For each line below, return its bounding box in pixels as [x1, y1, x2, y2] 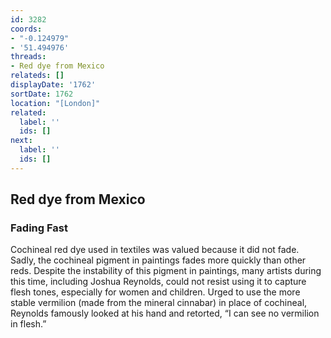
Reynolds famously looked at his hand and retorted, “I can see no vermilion [10, 307, 320, 320]
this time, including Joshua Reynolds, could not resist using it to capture [10, 276, 307, 288]
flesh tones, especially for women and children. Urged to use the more [10, 286, 301, 298]
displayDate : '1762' [10, 80, 97, 90]
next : [10, 136, 33, 146]
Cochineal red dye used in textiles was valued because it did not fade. [10, 244, 300, 256]
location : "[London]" [10, 98, 101, 108]
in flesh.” [10, 318, 47, 330]
